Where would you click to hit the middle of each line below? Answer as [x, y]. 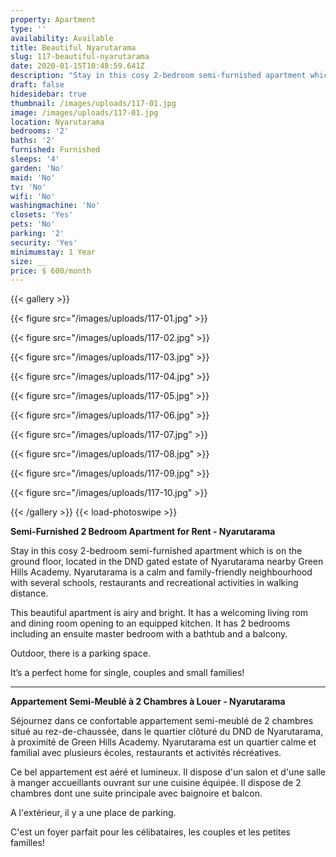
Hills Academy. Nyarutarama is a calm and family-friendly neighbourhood [161, 572]
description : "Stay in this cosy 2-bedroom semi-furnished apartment [158, 76]
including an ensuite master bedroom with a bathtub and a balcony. [149, 634]
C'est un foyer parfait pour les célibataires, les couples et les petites [150, 832]
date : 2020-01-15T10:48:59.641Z [77, 66]
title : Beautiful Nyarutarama [73, 47]
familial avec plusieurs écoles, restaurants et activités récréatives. [146, 753]
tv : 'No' [28, 187]
